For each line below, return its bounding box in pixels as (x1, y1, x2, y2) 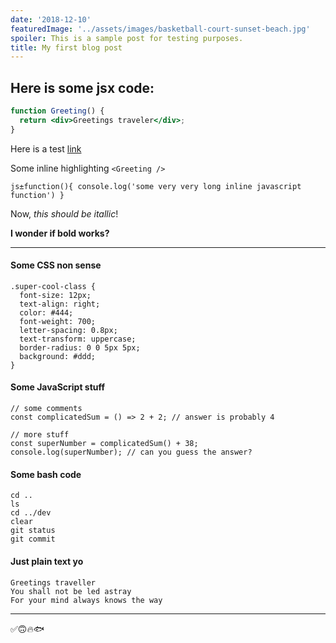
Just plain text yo (10, 555, 84, 567)
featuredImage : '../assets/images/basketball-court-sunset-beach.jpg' (10, 24, 311, 34)
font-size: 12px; (19, 290, 92, 300)
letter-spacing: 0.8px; (19, 325, 118, 335)
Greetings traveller (10, 577, 97, 588)
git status (10, 526, 56, 536)
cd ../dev (10, 508, 52, 518)
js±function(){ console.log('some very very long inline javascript (10, 181, 302, 191)
